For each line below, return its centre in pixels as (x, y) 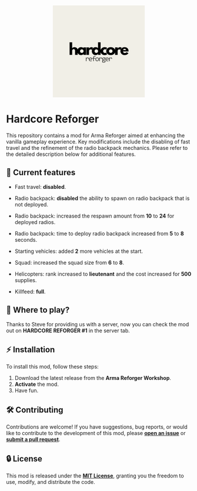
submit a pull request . (33, 439)
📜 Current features (41, 173)
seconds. (26, 239)
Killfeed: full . (30, 291)
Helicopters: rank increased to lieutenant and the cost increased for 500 (103, 274)
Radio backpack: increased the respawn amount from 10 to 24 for (94, 216)
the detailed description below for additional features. (71, 154)
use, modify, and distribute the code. (51, 482)
